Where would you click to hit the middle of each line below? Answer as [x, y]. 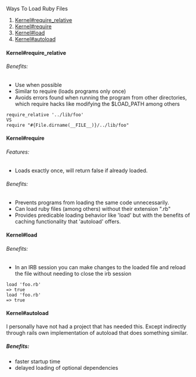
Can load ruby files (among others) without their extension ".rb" [93, 208]
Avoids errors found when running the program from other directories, [101, 97]
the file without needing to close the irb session [73, 273]
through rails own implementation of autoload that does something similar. [97, 332]
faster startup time [38, 361]
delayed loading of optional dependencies [66, 367]
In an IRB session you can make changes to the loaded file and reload [100, 267]
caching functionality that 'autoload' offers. [68, 221]
